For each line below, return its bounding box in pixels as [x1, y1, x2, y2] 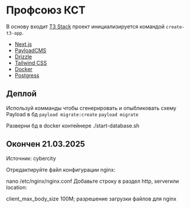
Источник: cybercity [6, 155, 56, 162]
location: [6, 183, 28, 191]
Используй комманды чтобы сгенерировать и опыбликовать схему [6, 104, 177, 112]
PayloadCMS [14, 46, 47, 53]
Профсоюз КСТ [6, 4, 86, 17]
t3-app [6, 30, 22, 36]
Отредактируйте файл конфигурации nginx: [6, 166, 116, 173]
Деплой [6, 89, 37, 99]
